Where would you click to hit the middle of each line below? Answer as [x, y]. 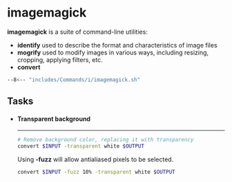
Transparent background [54, 119]
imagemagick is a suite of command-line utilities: [78, 32]
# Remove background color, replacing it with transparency [105, 140]
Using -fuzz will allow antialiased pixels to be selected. [95, 159]
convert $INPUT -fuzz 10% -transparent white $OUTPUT [96, 172]
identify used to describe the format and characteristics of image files [117, 45]
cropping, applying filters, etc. [60, 59]
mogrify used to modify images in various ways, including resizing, [113, 52]
